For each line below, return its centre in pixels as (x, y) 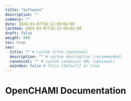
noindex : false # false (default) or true (54, 66)
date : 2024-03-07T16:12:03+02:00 (40, 24)
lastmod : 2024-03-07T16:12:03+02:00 (43, 29)
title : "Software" (24, 10)
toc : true (15, 43)
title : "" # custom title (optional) (49, 52)
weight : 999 (17, 38)
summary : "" (17, 19)
